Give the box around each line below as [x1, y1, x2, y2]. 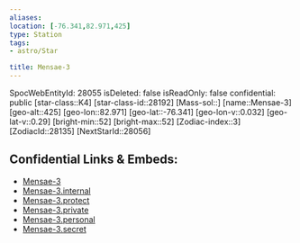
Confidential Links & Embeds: [9, 152, 178, 167]
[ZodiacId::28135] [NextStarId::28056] [9, 126, 151, 136]
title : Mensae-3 [9, 63, 70, 72]
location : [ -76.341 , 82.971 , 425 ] [9, 22, 131, 31]
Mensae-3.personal [22, 213, 96, 225]
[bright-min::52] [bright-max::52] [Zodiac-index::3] [52, 116, 241, 127]
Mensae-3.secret [22, 223, 87, 234]
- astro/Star [9, 47, 59, 56]
